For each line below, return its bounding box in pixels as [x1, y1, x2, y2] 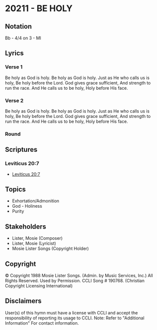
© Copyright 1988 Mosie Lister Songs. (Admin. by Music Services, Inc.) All [5, 273, 153, 279]
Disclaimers [5, 297, 42, 305]
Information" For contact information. [5, 320, 79, 326]
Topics [5, 185, 26, 193]
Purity [12, 208, 24, 214]
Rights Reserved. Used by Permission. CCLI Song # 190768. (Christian [5, 278, 145, 284]
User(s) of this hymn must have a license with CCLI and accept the [5, 310, 138, 315]
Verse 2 [5, 97, 24, 104]
